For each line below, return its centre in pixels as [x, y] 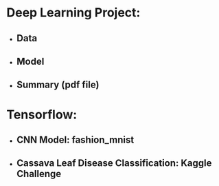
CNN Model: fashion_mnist [75, 139]
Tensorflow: [42, 114]
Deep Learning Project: [73, 13]
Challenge [39, 174]
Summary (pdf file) [58, 85]
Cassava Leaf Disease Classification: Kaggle [114, 163]
